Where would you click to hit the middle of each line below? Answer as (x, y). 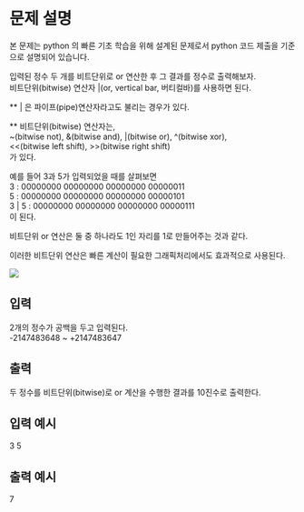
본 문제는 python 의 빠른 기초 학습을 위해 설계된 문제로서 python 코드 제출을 (144, 45)
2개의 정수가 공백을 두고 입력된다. (69, 327)
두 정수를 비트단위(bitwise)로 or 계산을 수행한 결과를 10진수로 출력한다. (135, 392)
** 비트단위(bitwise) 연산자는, (63, 126)
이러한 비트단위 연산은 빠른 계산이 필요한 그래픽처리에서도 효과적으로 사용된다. (147, 255)
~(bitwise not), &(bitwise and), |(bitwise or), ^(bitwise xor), (118, 136)
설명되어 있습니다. (58, 56)
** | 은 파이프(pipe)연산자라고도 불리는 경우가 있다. (100, 106)
